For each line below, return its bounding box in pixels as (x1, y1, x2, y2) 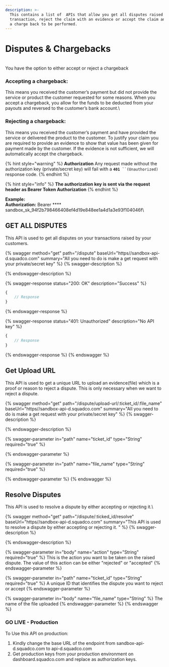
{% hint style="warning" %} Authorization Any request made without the (5, 160, 157, 166)
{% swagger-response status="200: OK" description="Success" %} (5, 280, 147, 286)
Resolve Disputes (5, 491, 61, 499)
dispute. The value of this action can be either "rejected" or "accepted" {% (5, 560, 160, 566)
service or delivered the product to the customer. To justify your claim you (5, 135, 159, 141)
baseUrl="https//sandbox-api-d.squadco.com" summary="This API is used (5, 519, 161, 525)
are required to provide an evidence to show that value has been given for (5, 140, 158, 146)
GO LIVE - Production (5, 619, 58, 626)
